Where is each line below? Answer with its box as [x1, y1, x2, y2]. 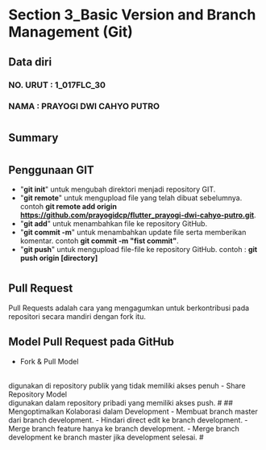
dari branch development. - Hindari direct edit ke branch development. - [8, 414, 248, 425]
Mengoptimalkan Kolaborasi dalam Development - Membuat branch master [8, 406, 258, 416]
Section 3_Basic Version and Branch [8, 6, 256, 24]
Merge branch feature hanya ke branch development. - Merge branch [8, 423, 240, 433]
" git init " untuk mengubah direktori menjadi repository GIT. [19, 184, 216, 195]
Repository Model [8, 389, 68, 399]
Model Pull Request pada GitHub [8, 335, 175, 349]
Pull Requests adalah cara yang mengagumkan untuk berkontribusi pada [8, 303, 250, 313]
